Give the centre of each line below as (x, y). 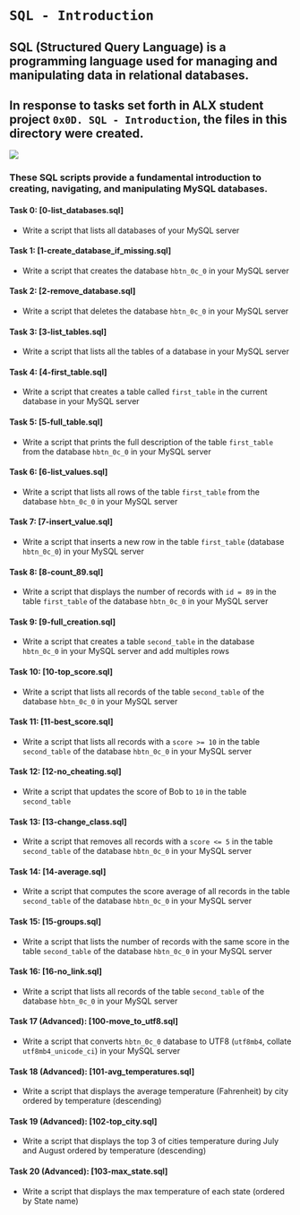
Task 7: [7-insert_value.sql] (61, 521)
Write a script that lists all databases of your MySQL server (131, 230)
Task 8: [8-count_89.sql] (56, 572)
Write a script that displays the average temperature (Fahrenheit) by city (155, 1091)
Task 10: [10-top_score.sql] (61, 671)
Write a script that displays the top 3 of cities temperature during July (150, 1142)
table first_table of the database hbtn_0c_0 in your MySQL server (145, 601)
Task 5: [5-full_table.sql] (56, 422)
